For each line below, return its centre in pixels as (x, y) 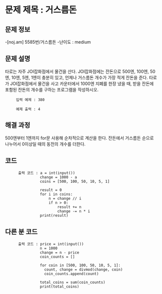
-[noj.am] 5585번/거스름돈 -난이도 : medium (48, 42)
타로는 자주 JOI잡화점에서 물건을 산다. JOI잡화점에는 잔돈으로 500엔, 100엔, (77, 71)
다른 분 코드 (21, 232)
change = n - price (59, 253)
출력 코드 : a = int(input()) (46, 173)
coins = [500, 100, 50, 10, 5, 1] (75, 182)
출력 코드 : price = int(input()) (51, 244)
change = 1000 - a (58, 177)
